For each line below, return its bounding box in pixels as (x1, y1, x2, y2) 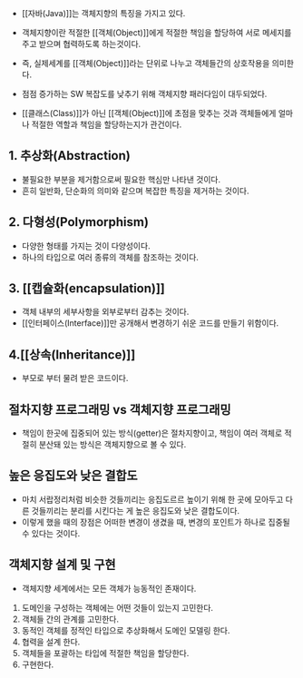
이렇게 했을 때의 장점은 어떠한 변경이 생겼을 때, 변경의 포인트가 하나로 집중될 (21, 516, 291, 527)
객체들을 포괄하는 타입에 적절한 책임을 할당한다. (21, 647, 190, 658)
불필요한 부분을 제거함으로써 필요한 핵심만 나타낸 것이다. (21, 173, 221, 184)
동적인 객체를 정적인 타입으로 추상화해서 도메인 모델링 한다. (21, 624, 230, 635)
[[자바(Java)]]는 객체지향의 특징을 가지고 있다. (21, 8, 186, 18)
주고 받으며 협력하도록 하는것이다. (21, 39, 142, 49)
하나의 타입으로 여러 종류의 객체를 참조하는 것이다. (21, 251, 199, 262)
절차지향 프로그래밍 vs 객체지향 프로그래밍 (8, 402, 232, 418)
